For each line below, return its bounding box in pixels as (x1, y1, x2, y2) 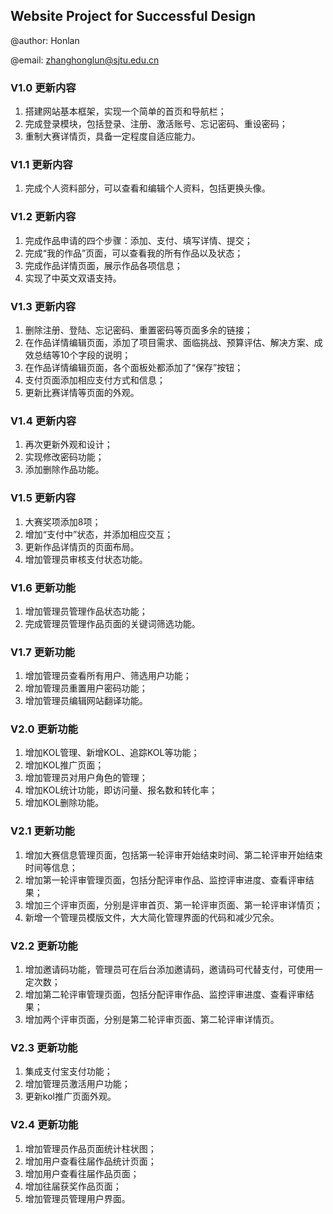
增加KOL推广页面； (24, 759, 105, 771)
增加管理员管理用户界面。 (24, 1192, 131, 1204)
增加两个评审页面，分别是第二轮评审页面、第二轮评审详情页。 (24, 1014, 280, 1026)
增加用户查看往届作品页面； (24, 1167, 140, 1179)
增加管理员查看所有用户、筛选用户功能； (24, 670, 192, 682)
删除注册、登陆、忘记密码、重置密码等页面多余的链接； (24, 324, 253, 336)
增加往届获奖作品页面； (24, 1180, 122, 1192)
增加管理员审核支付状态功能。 (24, 553, 148, 565)
